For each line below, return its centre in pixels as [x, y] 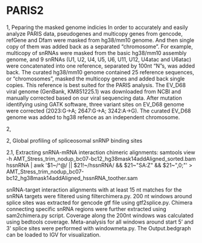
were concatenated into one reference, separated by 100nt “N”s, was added [101, 66]
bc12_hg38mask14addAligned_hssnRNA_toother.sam [72, 178]
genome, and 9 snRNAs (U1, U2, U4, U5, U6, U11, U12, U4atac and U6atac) [99, 59]
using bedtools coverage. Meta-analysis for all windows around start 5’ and [100, 222]
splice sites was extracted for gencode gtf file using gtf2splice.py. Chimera [99, 202]
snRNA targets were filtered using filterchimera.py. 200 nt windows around [99, 196]
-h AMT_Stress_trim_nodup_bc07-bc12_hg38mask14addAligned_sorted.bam [101, 158]
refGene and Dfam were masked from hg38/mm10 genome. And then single [100, 40]
